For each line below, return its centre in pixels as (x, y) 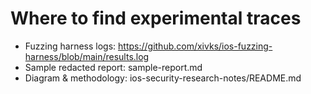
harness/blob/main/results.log (87, 56)
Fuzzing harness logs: (70, 46)
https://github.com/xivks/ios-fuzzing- (195, 46)
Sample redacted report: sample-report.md (113, 67)
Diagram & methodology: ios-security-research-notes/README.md (163, 78)
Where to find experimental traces (156, 18)
